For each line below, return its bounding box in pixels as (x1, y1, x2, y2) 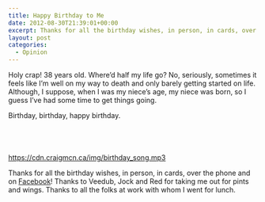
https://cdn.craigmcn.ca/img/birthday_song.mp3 (8, 153, 166, 162)
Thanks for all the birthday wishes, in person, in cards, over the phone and (8, 168, 251, 177)
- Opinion (15, 48, 47, 56)
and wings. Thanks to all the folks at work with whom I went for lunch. (8, 185, 236, 194)
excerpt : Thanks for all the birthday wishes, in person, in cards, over (8, 26, 257, 34)
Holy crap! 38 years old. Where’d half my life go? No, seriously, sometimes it (8, 71, 257, 79)
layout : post (8, 33, 51, 42)
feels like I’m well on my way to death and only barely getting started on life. (8, 78, 256, 88)
